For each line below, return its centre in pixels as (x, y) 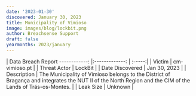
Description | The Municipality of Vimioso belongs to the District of (88, 74)
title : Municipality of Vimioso (46, 23)
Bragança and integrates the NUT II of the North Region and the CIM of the (98, 80)
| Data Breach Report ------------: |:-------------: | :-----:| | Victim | (89, 61)
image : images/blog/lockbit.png (46, 28)
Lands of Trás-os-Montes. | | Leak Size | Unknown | (70, 87)
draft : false (22, 39)
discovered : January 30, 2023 (44, 17)
